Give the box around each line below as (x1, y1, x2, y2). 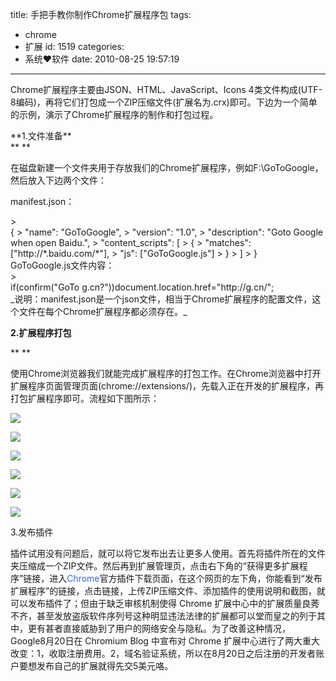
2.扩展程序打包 (10, 327, 72, 338)
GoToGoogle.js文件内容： (10, 259, 115, 271)
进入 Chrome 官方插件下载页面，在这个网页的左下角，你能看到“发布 (49, 573, 323, 584)
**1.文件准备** (10, 130, 72, 142)
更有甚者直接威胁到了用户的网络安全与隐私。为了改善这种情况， (27, 623, 291, 634)
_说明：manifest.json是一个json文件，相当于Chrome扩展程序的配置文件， (10, 293, 313, 305)
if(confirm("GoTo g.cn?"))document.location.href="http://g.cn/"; (10, 281, 275, 293)
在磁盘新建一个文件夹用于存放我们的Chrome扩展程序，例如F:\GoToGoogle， (10, 162, 324, 173)
